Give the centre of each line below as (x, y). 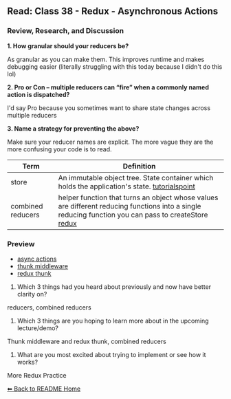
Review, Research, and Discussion (66, 31)
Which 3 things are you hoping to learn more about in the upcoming (113, 321)
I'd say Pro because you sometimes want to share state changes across (109, 108)
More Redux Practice (37, 375)
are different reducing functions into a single (130, 206)
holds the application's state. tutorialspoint (127, 186)
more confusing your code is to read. (59, 149)
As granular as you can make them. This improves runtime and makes (106, 59)
